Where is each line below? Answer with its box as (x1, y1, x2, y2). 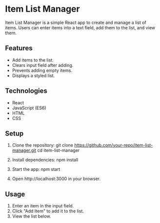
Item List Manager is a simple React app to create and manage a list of (5, 20, 146, 25)
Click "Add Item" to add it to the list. (12, 208, 84, 214)
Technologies (5, 87, 48, 95)
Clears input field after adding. (12, 62, 74, 68)
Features (5, 44, 33, 52)
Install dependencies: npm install (12, 157, 79, 163)
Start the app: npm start (12, 166, 60, 172)
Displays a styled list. (12, 72, 55, 79)
